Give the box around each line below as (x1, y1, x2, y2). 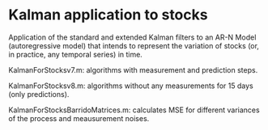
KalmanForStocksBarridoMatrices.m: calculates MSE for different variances (8, 105, 261, 115)
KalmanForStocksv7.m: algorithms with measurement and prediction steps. (8, 65, 258, 74)
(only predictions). (8, 89, 70, 99)
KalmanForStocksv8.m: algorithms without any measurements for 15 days (8, 81, 253, 90)
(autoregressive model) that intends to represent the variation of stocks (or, (8, 40, 259, 50)
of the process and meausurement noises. (8, 113, 150, 123)
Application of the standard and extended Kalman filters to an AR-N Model (8, 32, 257, 42)
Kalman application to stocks (8, 6, 208, 24)
